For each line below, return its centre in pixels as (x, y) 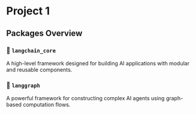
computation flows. (47, 105)
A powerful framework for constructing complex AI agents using (85, 98)
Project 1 (28, 11)
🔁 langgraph (23, 85)
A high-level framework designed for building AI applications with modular (98, 63)
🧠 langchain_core (31, 50)
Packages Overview (44, 33)
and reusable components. (39, 70)
